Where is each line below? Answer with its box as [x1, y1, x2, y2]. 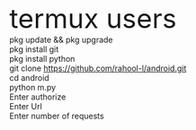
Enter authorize [9, 91, 67, 102]
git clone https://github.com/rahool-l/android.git [9, 63, 187, 74]
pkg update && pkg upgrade [9, 34, 114, 45]
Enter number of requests [9, 110, 105, 121]
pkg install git [9, 44, 59, 55]
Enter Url [9, 101, 42, 111]
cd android [9, 73, 49, 82]
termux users [9, 2, 177, 35]
